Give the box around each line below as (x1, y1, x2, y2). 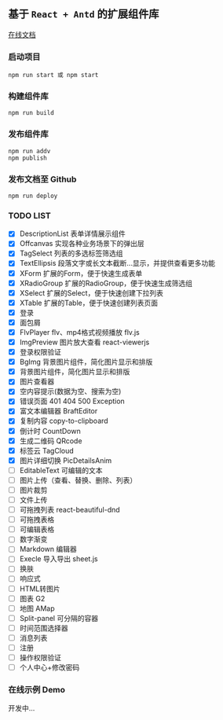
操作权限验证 (19, 652, 61, 662)
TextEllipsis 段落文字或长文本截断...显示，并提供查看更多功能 (19, 259, 216, 268)
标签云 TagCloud (19, 446, 75, 455)
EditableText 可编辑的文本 (19, 465, 103, 475)
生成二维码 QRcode (19, 435, 82, 446)
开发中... (8, 703, 35, 713)
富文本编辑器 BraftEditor (19, 406, 98, 416)
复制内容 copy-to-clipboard (19, 416, 108, 426)
